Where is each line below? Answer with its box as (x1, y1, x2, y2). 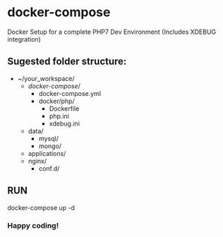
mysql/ (38, 134, 59, 142)
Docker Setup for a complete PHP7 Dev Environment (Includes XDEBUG (7, 28, 217, 36)
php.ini (49, 111, 69, 120)
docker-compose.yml (38, 89, 101, 97)
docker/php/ (38, 97, 76, 105)
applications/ (28, 149, 66, 157)
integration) (7, 35, 41, 43)
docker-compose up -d (7, 203, 76, 212)
